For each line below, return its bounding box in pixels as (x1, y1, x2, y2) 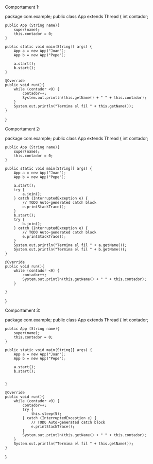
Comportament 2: (5, 126, 40, 132)
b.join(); (22, 221, 42, 226)
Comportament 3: (5, 307, 40, 313)
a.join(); (22, 192, 42, 196)
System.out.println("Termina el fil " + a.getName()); (14, 243, 127, 248)
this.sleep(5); (31, 411, 62, 416)
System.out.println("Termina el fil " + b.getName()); (14, 247, 127, 252)
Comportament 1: (5, 4, 40, 10)
